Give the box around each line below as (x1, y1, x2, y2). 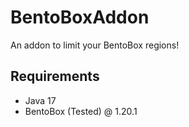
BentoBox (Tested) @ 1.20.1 (24, 105, 138, 117)
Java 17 (24, 94, 57, 106)
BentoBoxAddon (10, 6, 150, 29)
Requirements (10, 68, 100, 85)
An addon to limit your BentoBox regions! (10, 39, 180, 51)
